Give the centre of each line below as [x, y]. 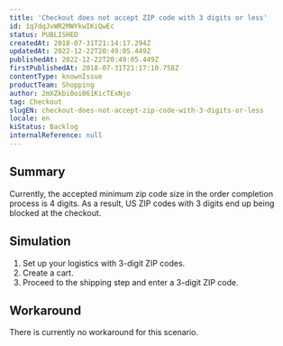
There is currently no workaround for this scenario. [104, 332]
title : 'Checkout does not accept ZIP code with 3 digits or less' [139, 18]
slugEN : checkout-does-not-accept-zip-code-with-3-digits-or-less [137, 110]
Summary [37, 172]
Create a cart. [48, 273]
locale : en [30, 118]
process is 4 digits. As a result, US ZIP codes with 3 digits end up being [142, 203]
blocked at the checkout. [55, 212]
